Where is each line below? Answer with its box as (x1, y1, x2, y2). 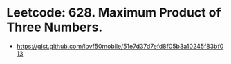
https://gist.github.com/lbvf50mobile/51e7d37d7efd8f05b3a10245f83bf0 (16, 42, 224, 50)
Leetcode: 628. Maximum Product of (6, 5, 221, 21)
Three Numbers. (6, 19, 103, 35)
